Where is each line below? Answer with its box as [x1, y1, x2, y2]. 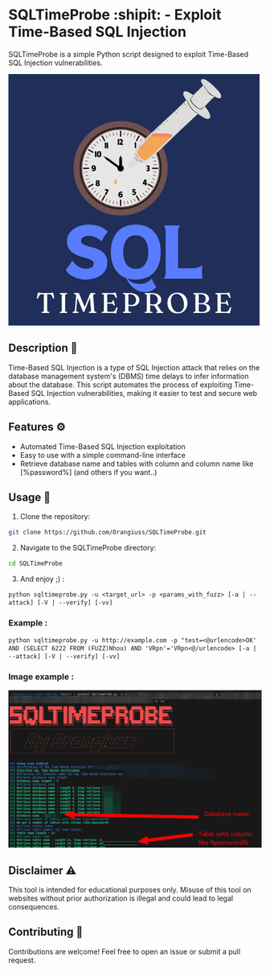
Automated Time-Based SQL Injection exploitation [19, 441, 186, 451]
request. [8, 955, 36, 965]
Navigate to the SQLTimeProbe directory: [19, 543, 157, 553]
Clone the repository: [19, 512, 91, 522]
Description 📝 [8, 341, 78, 355]
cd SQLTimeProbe [8, 559, 63, 568]
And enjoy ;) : [19, 574, 65, 584]
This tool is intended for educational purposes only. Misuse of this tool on [8, 885, 252, 895]
